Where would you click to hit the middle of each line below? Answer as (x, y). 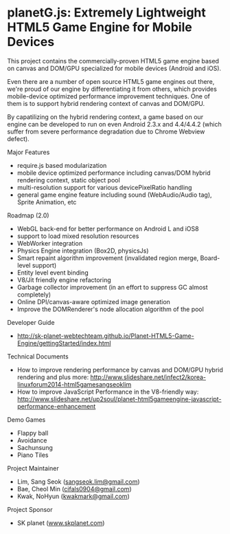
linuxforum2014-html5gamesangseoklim (74, 384)
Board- (210, 258)
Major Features (28, 152)
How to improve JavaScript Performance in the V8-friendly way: (108, 392)
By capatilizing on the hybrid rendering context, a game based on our (105, 117)
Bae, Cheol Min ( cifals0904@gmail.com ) (74, 489)
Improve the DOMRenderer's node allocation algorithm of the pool (110, 309)
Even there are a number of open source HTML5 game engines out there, (111, 81)
